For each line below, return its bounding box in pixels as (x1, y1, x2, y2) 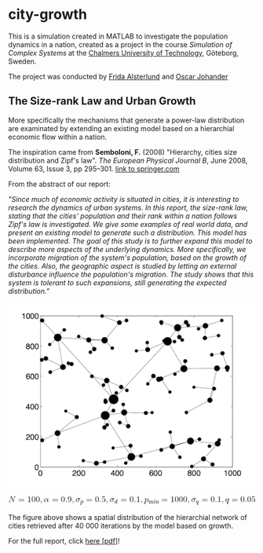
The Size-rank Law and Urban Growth (8, 94, 196, 108)
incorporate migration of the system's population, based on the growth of (8, 253, 247, 262)
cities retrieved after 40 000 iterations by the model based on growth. (8, 521, 234, 531)
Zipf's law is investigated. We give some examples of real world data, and (8, 219, 248, 229)
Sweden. (8, 57, 37, 66)
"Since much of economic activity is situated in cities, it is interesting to (8, 194, 239, 203)
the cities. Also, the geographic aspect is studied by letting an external (8, 261, 237, 270)
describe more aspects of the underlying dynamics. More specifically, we (8, 244, 247, 254)
